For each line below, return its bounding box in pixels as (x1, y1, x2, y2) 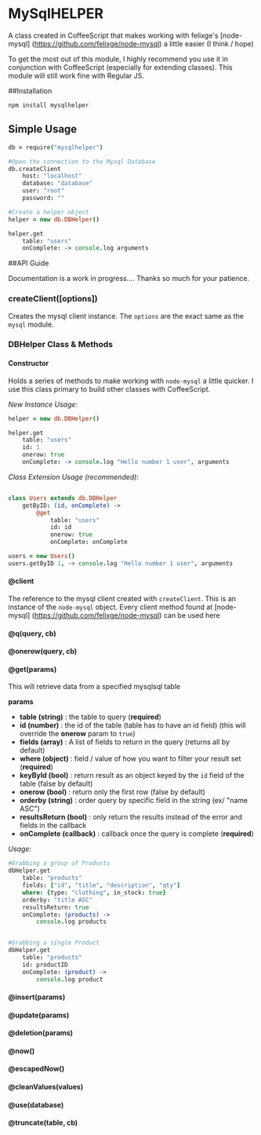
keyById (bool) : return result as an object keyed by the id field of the (19, 771, 245, 780)
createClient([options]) (8, 294, 98, 305)
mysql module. (8, 319, 54, 329)
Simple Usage (8, 122, 78, 136)
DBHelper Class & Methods (8, 339, 114, 350)
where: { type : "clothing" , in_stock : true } (22, 889, 167, 896)
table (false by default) (19, 779, 93, 789)
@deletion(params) (8, 1028, 73, 1038)
